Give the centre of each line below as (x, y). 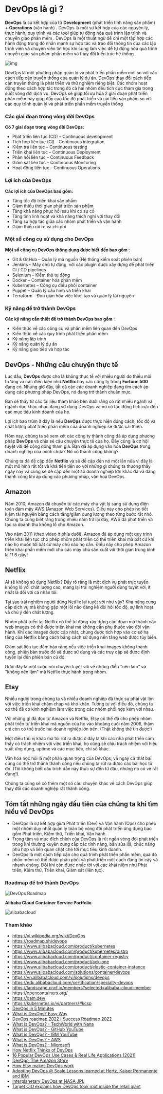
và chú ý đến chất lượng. (30, 612)
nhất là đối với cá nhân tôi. (31, 592)
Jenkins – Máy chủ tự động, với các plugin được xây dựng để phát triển (83, 264)
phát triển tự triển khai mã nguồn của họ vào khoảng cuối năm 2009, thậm (80, 724)
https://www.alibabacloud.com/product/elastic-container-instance (79, 967)
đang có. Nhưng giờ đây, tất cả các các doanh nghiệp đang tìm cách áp (77, 387)
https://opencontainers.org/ (40, 993)
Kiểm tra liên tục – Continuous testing (50, 147)
